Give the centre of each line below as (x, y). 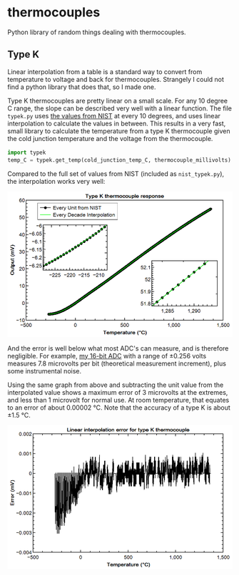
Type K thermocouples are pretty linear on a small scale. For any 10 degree (118, 100)
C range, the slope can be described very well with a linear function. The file (120, 108)
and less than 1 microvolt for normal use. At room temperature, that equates (118, 400)
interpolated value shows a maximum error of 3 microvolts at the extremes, (118, 392)
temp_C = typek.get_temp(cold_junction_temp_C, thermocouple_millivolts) (119, 160)
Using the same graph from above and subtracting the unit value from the (116, 385)
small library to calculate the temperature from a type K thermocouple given (119, 131)
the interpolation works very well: (56, 181)
